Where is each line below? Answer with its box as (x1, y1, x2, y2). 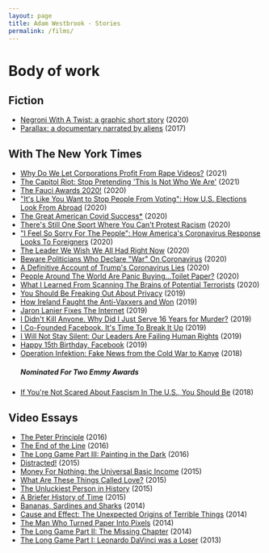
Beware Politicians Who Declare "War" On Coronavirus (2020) (19, 254, 228, 264)
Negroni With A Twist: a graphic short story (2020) (19, 115, 189, 125)
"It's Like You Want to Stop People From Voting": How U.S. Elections (19, 195, 247, 204)
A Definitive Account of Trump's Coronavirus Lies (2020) (19, 263, 210, 273)
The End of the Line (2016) (19, 441, 109, 450)
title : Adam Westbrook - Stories (8, 19, 121, 27)
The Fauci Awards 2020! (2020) (19, 186, 127, 195)
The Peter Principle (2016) (19, 432, 107, 442)
